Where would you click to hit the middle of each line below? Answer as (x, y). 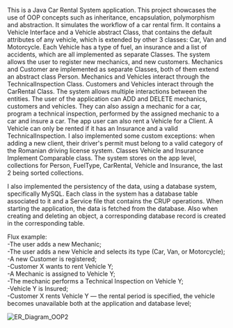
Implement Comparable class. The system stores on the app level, (102, 158)
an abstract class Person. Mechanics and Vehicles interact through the (109, 77)
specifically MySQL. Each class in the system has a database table (103, 194)
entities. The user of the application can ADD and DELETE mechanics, (107, 99)
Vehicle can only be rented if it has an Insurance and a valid (93, 128)
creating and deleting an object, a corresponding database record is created (116, 216)
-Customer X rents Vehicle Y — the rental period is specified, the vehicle (111, 296)
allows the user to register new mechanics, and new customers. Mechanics (115, 62)
